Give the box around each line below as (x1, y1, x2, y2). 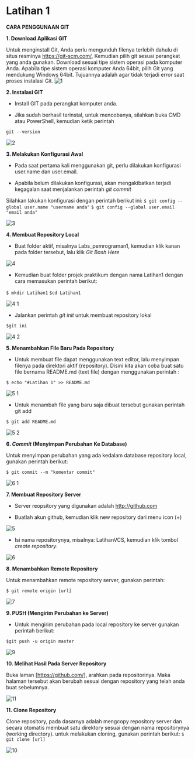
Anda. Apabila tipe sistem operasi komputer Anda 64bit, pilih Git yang (6, 64, 173, 71)
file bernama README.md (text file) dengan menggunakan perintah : (14, 368, 180, 375)
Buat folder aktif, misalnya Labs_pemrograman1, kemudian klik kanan (14, 242, 180, 249)
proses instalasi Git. (6, 77, 54, 84)
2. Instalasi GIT (6, 88, 43, 95)
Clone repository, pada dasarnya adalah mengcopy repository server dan (6, 717, 182, 724)
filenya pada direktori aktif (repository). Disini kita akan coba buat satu (14, 362, 184, 369)
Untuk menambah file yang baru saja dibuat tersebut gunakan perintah (14, 401, 185, 408)
